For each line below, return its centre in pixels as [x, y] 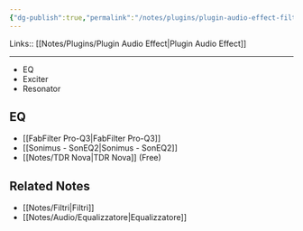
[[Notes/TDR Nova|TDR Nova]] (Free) [92, 158]
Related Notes [50, 186]
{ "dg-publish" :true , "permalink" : [72, 18]
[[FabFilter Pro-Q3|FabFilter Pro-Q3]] [92, 139]
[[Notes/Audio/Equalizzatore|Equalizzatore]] [105, 217]
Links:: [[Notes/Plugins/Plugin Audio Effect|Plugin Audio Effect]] [128, 43]
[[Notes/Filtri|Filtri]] [58, 208]
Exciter [35, 79]
